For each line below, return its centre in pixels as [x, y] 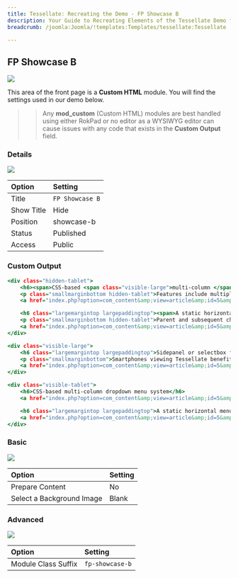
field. [50, 136]
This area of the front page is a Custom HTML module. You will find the [112, 92]
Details [20, 154]
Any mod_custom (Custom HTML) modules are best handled [131, 113]
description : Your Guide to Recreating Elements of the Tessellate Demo [117, 21]
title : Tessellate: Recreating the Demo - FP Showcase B [93, 14]
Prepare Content [38, 487]
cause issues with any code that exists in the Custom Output [131, 129]
